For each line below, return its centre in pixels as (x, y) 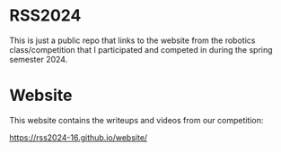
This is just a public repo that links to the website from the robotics (132, 40)
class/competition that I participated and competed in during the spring (141, 49)
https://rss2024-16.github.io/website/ (79, 137)
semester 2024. (39, 59)
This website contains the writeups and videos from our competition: (136, 120)
